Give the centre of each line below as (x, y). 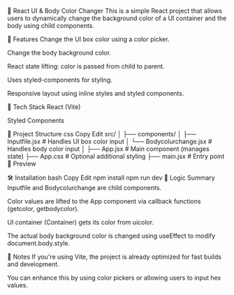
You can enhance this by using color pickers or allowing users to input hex (114, 278)
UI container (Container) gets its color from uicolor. (81, 222)
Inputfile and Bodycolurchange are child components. (85, 188)
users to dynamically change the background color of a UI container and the (117, 18)
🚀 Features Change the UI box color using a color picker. (88, 39)
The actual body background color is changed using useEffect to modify (111, 236)
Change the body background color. (59, 53)
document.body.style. (39, 243)
